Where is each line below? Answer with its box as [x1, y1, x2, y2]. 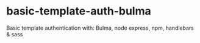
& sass [6, 30, 23, 38]
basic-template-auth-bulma [6, 4, 151, 18]
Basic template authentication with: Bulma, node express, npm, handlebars [6, 24, 194, 31]
